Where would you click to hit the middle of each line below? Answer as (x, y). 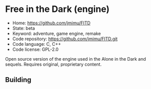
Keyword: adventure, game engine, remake (57, 33)
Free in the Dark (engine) (57, 9)
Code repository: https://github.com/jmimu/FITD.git (65, 39)
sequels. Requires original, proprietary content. (54, 64)
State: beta (24, 28)
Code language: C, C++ (37, 44)
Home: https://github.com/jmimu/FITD (51, 23)
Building (18, 80)
